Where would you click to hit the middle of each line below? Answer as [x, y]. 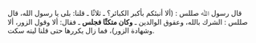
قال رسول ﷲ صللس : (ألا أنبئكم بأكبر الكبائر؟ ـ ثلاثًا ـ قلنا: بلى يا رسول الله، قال [125, 13]
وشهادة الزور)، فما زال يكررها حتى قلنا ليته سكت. [81, 30]
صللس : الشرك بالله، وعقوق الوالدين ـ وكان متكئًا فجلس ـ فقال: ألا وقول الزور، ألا [128, 22]
